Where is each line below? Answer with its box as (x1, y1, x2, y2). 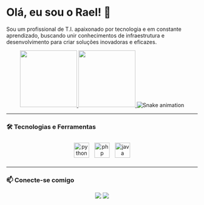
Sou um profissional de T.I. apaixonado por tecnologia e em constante (6, 25, 182, 33)
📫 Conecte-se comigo (6, 176, 75, 184)
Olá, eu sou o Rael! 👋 (6, 5, 111, 19)
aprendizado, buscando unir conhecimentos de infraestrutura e (6, 31, 165, 39)
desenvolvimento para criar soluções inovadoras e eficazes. (6, 38, 157, 45)
